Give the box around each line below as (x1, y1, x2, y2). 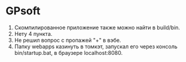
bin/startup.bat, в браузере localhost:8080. (14, 49, 123, 56)
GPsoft (5, 4, 41, 18)
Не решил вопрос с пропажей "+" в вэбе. (14, 36, 121, 44)
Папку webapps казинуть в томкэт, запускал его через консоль (14, 43, 178, 50)
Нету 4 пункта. (14, 30, 53, 37)
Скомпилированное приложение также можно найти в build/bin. (14, 24, 181, 31)
